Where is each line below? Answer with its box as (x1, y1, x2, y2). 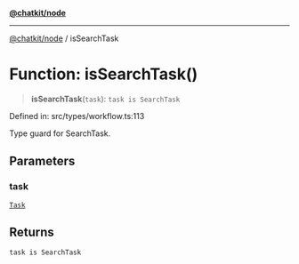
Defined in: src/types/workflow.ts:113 (9, 110, 145, 121)
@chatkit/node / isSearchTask (9, 33, 119, 44)
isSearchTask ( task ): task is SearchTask (30, 93, 181, 104)
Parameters (9, 154, 76, 169)
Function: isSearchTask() (9, 64, 198, 84)
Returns (9, 225, 55, 240)
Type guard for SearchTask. (9, 128, 111, 139)
